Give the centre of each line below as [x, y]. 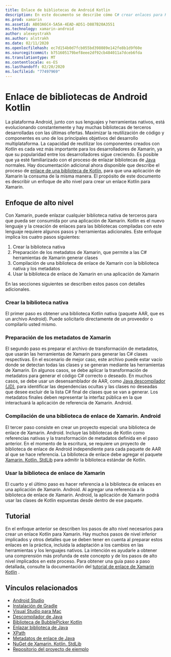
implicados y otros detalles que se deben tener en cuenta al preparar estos [84, 539]
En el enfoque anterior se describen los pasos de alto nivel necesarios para [84, 528]
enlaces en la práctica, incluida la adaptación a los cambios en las [74, 545]
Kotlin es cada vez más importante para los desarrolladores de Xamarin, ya [84, 149]
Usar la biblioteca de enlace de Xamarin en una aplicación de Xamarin [86, 274]
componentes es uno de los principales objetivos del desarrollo [72, 138]
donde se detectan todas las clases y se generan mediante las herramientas [85, 365]
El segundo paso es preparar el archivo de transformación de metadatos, [82, 349]
